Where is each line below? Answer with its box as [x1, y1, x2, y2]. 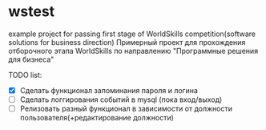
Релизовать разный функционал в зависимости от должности [19, 104, 233, 114]
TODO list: [8, 70, 42, 79]
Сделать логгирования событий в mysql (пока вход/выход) [19, 95, 223, 104]
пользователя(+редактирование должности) [19, 113, 175, 123]
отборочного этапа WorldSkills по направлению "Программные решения [8, 46, 259, 55]
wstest [8, 2, 55, 21]
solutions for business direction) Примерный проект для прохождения [8, 37, 246, 47]
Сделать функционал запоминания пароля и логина [19, 85, 199, 95]
